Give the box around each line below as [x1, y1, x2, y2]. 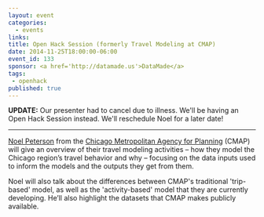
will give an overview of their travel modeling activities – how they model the [8, 145, 255, 154]
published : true [8, 84, 61, 92]
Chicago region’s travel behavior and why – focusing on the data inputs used [8, 154, 256, 163]
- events [15, 26, 44, 34]
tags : [8, 70, 26, 78]
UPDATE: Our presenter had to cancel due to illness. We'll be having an [8, 106, 240, 115]
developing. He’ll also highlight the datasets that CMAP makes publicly [8, 193, 236, 203]
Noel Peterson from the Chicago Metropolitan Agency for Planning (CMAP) [8, 136, 251, 146]
